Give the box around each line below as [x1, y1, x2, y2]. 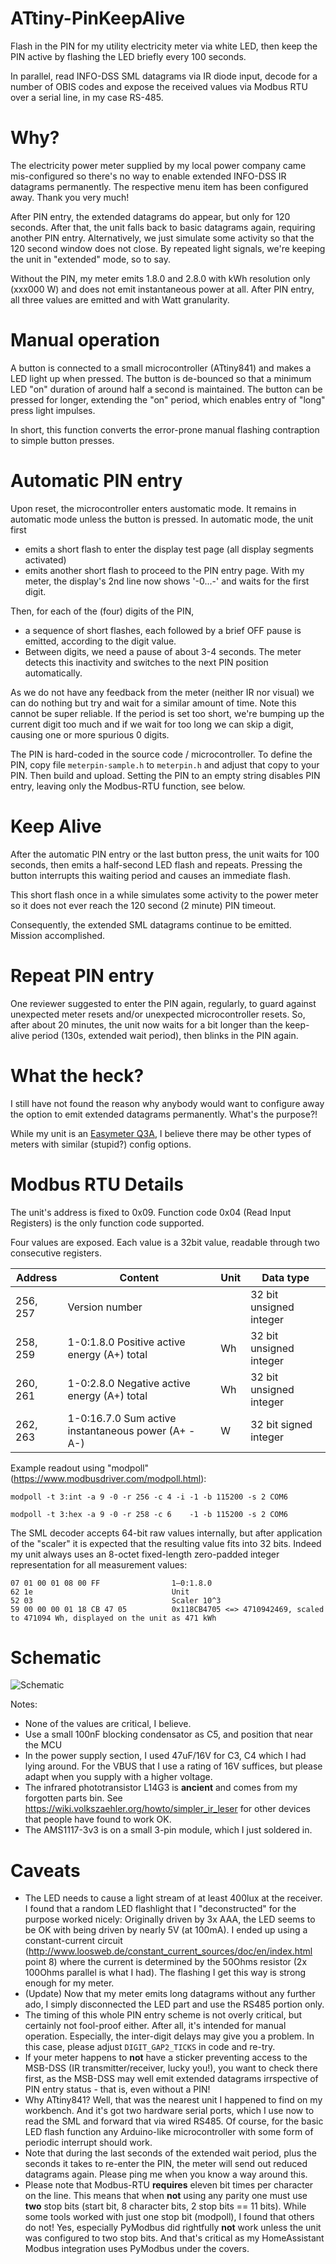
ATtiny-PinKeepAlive [10, 7, 186, 30]
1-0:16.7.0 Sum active [67, 1411, 177, 1425]
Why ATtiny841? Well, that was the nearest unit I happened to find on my [24, 2094, 323, 2106]
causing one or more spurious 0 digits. [10, 728, 170, 741]
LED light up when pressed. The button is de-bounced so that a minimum [10, 372, 312, 384]
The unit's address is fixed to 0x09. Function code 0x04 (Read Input [10, 1206, 292, 1218]
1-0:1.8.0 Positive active [67, 1335, 186, 1349]
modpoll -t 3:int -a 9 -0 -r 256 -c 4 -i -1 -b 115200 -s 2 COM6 [10, 1492, 288, 1502]
